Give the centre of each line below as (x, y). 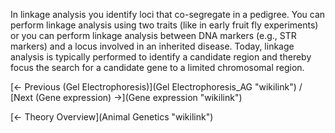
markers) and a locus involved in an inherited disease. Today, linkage (152, 46)
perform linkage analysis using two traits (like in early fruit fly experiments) (164, 25)
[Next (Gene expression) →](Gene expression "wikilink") (126, 97)
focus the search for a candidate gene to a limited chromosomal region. (157, 67)
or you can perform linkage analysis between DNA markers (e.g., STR (153, 35)
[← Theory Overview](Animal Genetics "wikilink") (112, 117)
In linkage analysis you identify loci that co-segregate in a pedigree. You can (168, 14)
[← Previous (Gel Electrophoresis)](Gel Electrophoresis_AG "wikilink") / (156, 87)
